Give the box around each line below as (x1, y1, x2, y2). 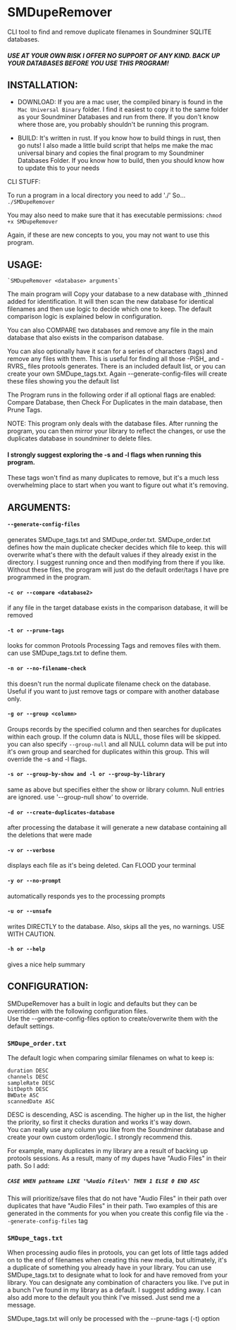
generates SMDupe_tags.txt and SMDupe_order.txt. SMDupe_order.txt (7, 535, 211, 543)
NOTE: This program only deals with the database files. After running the (7, 419, 218, 428)
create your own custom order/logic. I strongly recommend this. (7, 1133, 192, 1142)
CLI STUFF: (7, 178, 41, 186)
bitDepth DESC (7, 1086, 49, 1093)
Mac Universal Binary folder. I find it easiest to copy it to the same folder (17, 105, 229, 113)
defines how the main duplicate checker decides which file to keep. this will (7, 543, 227, 551)
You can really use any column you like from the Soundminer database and (7, 1126, 225, 1134)
